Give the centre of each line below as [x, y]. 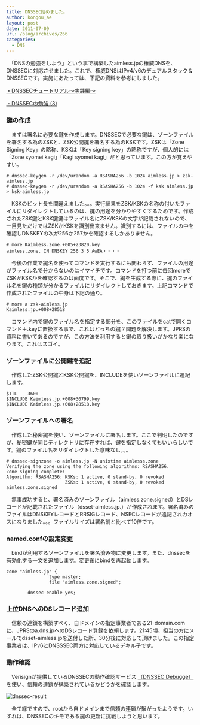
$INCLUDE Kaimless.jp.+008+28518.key [53, 404]
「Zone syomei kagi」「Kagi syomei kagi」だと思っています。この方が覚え [97, 157]
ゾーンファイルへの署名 [40, 421]
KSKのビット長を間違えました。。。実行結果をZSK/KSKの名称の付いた [96, 204]
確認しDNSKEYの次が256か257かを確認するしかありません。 [81, 234]
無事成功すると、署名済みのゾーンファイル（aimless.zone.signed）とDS [100, 499]
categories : [21, 40]
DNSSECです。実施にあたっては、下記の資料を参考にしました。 [84, 78]
